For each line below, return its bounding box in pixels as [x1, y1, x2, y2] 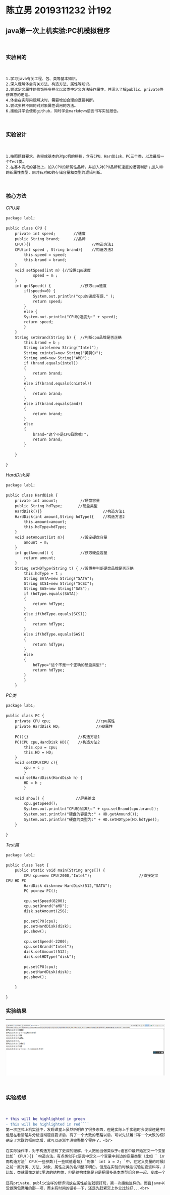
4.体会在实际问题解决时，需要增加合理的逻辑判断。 [6, 98, 97, 103]
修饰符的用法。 [6, 92, 32, 98]
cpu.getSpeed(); [24, 801, 58, 806]
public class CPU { [6, 226, 47, 231]
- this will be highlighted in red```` [6, 1122, 90, 1127]
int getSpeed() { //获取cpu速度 [15, 283, 107, 288]
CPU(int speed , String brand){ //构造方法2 [15, 247, 114, 252]
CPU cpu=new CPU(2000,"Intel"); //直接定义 [24, 873, 159, 878]
